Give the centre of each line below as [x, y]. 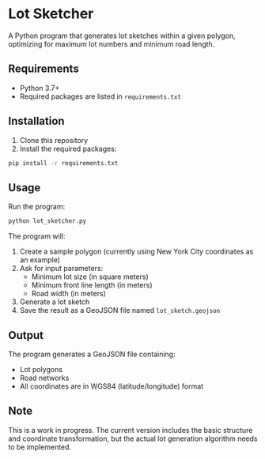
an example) [40, 260]
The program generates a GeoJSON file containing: [92, 354]
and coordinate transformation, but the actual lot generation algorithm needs [133, 438]
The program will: [37, 236]
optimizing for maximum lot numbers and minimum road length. [112, 43]
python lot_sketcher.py [47, 221]
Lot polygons [41, 369]
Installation [36, 121]
